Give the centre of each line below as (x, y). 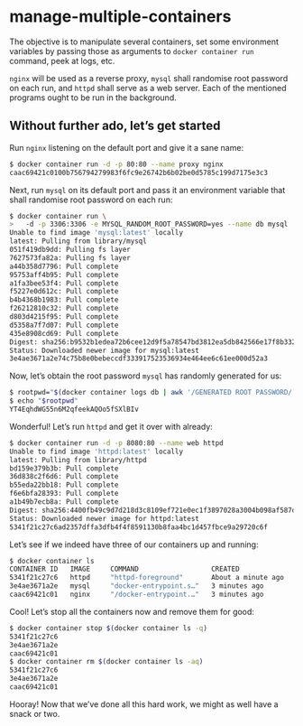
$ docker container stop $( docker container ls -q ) (108, 628)
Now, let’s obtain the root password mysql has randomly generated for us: (146, 376)
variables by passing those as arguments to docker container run (132, 51)
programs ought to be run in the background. (93, 98)
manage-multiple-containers (120, 17)
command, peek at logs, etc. (62, 60)
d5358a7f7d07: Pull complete (64, 325)
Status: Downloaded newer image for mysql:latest (105, 350)
